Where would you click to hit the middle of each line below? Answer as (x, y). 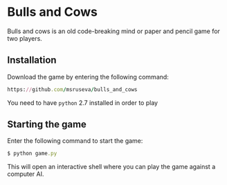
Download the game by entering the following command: (88, 77)
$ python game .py (32, 154)
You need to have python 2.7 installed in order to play (82, 103)
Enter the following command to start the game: (75, 141)
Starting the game (47, 125)
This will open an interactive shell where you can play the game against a (111, 167)
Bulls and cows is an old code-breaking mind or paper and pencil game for (113, 31)
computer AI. (26, 174)
